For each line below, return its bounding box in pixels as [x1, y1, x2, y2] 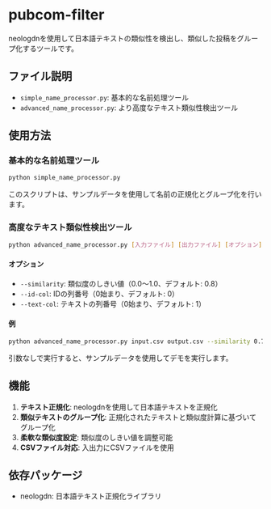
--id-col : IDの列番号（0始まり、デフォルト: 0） [19, 289, 179, 299]
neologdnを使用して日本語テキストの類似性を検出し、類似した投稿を [8, 33, 238, 43]
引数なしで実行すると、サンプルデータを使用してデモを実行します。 [8, 353, 233, 363]
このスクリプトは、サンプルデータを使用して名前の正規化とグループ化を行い [8, 189, 262, 199]
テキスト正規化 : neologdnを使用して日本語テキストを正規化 [19, 402, 218, 412]
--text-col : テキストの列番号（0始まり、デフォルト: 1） [19, 299, 206, 308]
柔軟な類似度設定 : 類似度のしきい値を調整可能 [19, 432, 173, 442]
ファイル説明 [8, 70, 73, 83]
